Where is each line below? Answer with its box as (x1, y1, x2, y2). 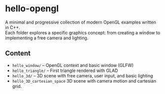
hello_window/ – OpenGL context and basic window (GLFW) (12, 62, 134, 68)
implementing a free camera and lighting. (5, 35, 89, 41)
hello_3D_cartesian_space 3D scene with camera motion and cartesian (12, 78, 157, 84)
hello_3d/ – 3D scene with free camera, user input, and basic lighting (12, 72, 153, 79)
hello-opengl (5, 3, 59, 14)
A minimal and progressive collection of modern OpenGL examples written (5, 19, 156, 25)
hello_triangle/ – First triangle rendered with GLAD (12, 67, 118, 73)
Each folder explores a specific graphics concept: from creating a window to (5, 30, 161, 35)
